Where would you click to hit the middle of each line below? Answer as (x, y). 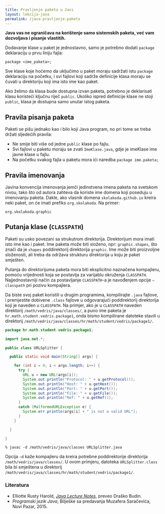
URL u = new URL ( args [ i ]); (50, 375)
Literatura (17, 485)
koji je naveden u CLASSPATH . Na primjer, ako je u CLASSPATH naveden (73, 305)
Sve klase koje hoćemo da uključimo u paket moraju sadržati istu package (79, 71)
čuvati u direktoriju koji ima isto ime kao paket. (52, 81)
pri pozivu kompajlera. (49, 285)
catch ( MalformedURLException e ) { (55, 407)
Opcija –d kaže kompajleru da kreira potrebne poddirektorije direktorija (76, 457)
